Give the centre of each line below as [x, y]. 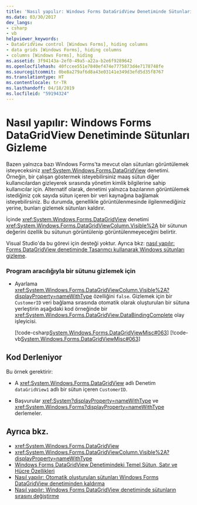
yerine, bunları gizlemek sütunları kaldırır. [56, 208]
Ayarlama [26, 284]
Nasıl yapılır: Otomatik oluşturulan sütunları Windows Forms [86, 477]
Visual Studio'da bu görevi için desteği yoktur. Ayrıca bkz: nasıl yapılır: [90, 243]
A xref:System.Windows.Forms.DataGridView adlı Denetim [85, 383]
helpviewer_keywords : [33, 39]
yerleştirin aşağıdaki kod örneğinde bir [61, 308]
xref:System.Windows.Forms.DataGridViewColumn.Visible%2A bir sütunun [97, 225]
